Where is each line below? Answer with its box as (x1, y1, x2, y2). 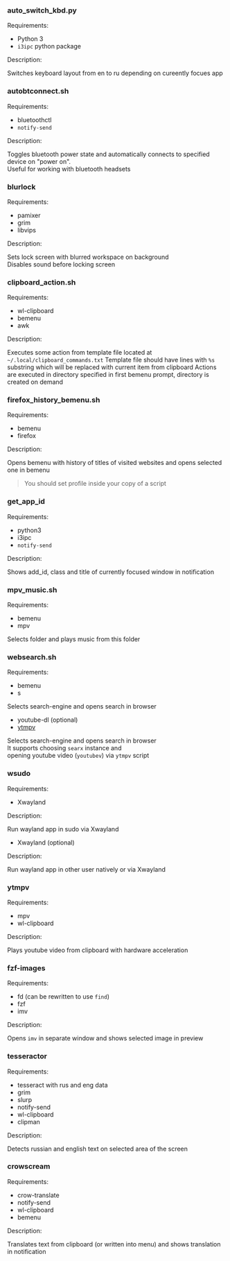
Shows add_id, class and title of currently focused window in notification (7, 568, 215, 576)
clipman (17, 1117, 40, 1126)
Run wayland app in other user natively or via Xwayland (7, 865, 166, 873)
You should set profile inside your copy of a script (24, 480, 166, 488)
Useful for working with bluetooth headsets (7, 164, 131, 173)
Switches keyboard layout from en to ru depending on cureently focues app (7, 69, 223, 78)
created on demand (7, 378, 64, 387)
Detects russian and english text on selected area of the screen (7, 1144, 188, 1153)
